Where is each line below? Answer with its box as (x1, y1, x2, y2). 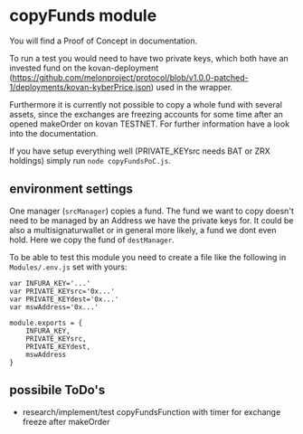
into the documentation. (9, 127, 99, 138)
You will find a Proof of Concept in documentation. (9, 35, 198, 46)
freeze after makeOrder (22, 416, 110, 427)
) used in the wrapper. (150, 81, 233, 92)
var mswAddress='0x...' (9, 302, 99, 312)
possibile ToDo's (9, 382, 106, 398)
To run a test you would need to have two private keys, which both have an (9, 52, 289, 63)
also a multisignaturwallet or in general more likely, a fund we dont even (9, 224, 278, 235)
